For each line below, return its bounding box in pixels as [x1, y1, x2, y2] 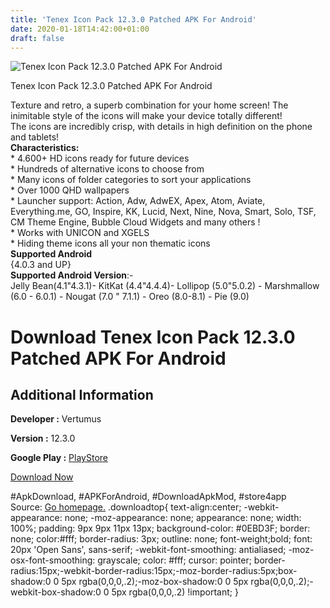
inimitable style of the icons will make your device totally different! [10, 110, 283, 122]
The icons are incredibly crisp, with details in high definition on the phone [10, 121, 313, 133]
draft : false [10, 33, 65, 43]
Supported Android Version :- [10, 269, 134, 281]
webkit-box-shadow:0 [10, 586, 102, 598]
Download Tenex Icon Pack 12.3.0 [10, 326, 296, 348]
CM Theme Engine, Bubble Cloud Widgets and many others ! [10, 216, 261, 228]
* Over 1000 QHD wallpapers [10, 184, 130, 196]
